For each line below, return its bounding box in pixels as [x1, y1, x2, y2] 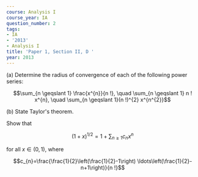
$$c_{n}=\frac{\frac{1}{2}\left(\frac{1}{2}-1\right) [13, 157, 136, 165]
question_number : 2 [6, 20, 56, 26]
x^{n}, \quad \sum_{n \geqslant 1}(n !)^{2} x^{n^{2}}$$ [34, 96, 171, 103]
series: [6, 78, 23, 85]
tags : [6, 26, 20, 32]
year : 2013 [6, 54, 34, 60]
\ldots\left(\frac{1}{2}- [137, 157, 193, 165]
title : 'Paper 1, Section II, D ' [6, 49, 95, 55]
